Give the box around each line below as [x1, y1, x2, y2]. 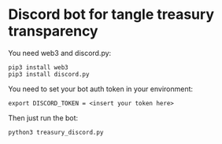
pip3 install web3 [8, 63, 68, 72]
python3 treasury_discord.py [8, 128, 104, 136]
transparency [8, 22, 98, 40]
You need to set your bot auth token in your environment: [8, 84, 194, 94]
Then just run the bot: [8, 113, 79, 123]
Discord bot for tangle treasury [8, 6, 215, 24]
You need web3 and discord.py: [8, 48, 112, 57]
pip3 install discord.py [8, 70, 90, 78]
